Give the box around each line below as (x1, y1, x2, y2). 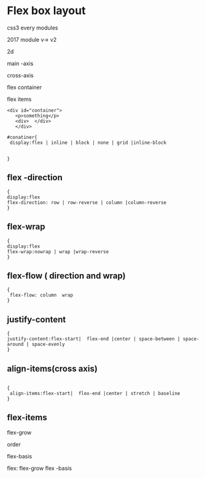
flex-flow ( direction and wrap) (7, 270, 126, 281)
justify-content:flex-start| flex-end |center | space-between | (7, 336, 180, 342)
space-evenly (31, 342, 65, 348)
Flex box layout (7, 4, 86, 18)
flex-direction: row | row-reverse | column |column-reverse (7, 199, 167, 206)
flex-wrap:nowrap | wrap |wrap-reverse (7, 248, 109, 255)
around (7, 342, 24, 348)
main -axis (7, 60, 34, 67)
